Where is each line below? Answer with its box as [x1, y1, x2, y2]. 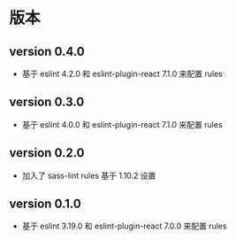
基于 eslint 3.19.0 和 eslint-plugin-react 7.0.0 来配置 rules [21, 221, 227, 231]
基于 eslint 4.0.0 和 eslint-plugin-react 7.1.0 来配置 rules [21, 119, 223, 129]
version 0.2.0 [9, 145, 85, 160]
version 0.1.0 [9, 197, 81, 212]
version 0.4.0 [9, 43, 86, 58]
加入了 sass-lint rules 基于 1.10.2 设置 [21, 170, 156, 181]
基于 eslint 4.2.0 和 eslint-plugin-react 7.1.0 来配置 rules [21, 68, 223, 79]
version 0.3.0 [9, 95, 85, 110]
